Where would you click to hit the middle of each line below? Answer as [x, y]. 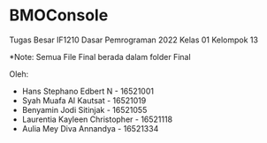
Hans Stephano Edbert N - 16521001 [88, 91]
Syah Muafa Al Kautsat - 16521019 [84, 100]
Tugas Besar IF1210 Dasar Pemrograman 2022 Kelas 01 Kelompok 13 [134, 40]
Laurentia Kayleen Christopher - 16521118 [97, 119]
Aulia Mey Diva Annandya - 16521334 [90, 128]
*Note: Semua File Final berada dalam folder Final [100, 56]
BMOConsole [59, 15]
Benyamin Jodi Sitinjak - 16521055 [84, 109]
